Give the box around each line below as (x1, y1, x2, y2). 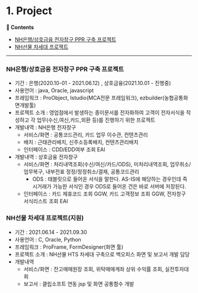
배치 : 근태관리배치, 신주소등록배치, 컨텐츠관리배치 (23, 139, 138, 146)
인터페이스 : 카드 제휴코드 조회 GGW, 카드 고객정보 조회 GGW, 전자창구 (23, 190, 186, 197)
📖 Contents (6, 24, 34, 31)
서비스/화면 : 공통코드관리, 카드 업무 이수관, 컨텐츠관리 (23, 131, 148, 138)
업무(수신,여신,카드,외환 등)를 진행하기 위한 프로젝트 (37, 116, 156, 123)
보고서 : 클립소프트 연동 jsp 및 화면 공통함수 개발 (23, 280, 134, 287)
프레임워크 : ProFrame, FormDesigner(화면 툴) (14, 243, 124, 250)
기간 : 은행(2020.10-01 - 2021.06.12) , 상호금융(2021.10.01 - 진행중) (14, 80, 171, 87)
